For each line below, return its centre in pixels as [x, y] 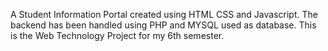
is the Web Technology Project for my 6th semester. [117, 35]
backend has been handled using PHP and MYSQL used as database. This [163, 25]
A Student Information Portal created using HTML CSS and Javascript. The [164, 14]
